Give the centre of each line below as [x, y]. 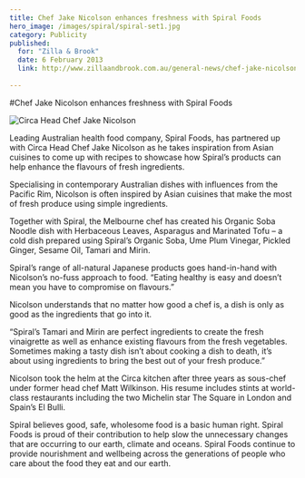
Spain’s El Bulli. [38, 407]
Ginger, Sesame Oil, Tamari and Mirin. [80, 249]
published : [30, 43]
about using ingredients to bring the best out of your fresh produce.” [138, 360]
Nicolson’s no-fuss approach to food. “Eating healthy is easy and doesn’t [146, 277]
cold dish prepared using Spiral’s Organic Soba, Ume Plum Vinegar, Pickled [150, 240]
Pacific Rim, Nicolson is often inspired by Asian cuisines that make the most [151, 194]
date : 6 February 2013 [60, 60]
